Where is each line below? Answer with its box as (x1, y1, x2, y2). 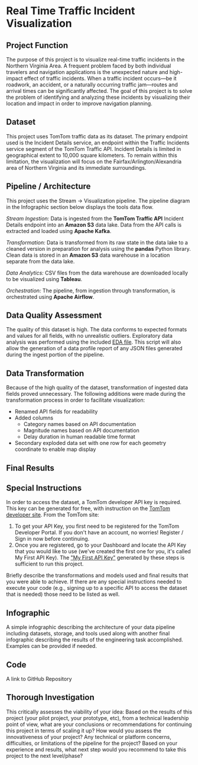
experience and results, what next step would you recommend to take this (6, 745, 187, 753)
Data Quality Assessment (6, 311, 102, 321)
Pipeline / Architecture (6, 182, 91, 192)
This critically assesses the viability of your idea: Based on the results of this (6, 708, 193, 715)
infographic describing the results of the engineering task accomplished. (6, 636, 183, 643)
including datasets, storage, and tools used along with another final (6, 630, 170, 637)
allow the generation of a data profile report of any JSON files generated (6, 345, 183, 352)
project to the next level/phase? (6, 752, 83, 759)
